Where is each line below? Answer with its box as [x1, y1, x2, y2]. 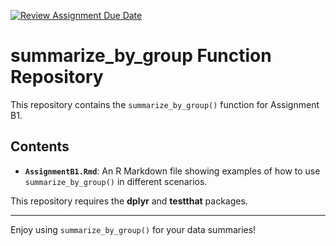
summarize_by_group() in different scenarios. [24, 175, 208, 187]
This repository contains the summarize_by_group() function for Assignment [10, 98, 320, 110]
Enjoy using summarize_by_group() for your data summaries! [10, 223, 257, 235]
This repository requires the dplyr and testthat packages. [10, 195, 248, 207]
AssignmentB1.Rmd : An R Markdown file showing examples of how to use [24, 165, 321, 177]
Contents [10, 138, 70, 155]
